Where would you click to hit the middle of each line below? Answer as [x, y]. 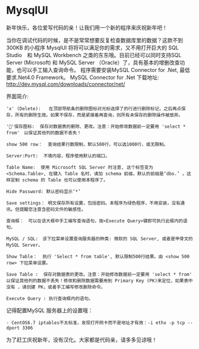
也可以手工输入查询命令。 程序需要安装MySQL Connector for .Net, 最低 [103, 70]
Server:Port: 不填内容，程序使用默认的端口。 [58, 156]
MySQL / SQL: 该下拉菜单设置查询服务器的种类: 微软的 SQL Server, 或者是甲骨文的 [99, 238]
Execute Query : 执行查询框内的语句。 [50, 298]
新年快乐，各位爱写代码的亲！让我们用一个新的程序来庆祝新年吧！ [87, 27]
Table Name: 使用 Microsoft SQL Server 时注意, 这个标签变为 [80, 167]
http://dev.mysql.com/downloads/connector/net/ [66, 84]
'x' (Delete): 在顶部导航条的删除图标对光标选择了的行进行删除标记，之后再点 [94, 109]
